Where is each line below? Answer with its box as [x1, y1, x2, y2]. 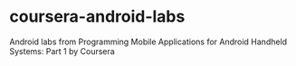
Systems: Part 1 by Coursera [9, 45, 115, 56]
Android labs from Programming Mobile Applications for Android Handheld [9, 36, 288, 47]
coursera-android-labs [9, 6, 186, 27]
